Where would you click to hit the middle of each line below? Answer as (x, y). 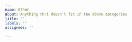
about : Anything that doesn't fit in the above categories (66, 14)
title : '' (15, 19)
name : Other (17, 10)
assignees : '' (19, 28)
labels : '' (16, 23)
